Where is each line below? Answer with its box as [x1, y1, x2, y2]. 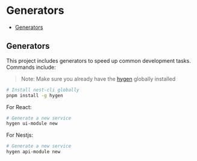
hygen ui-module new [6, 121, 58, 127]
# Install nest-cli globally [6, 87, 80, 93]
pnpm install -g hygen [6, 92, 63, 98]
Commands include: [6, 63, 56, 71]
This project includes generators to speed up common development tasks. [6, 57, 191, 64]
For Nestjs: [6, 131, 33, 139]
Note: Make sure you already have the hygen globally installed [20, 75, 176, 82]
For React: [6, 103, 32, 110]
